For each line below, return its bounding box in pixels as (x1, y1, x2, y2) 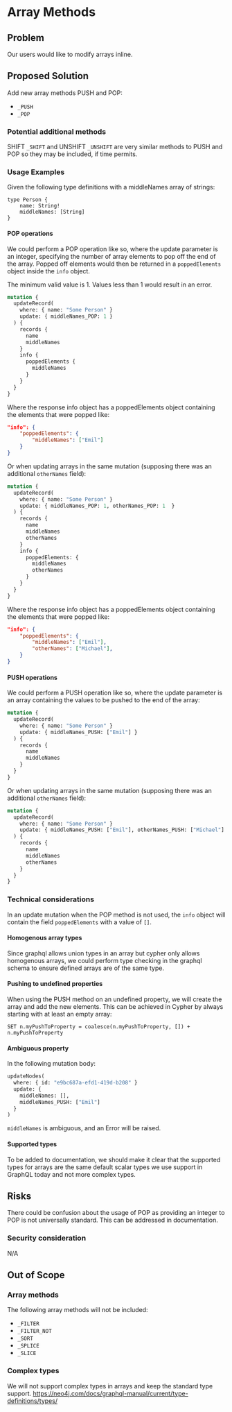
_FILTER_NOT (17, 1328, 52, 1335)
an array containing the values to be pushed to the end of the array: (7, 696, 200, 704)
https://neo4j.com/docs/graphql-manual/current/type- (33, 1389, 188, 1397)
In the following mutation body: (7, 1060, 96, 1068)
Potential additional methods (7, 126, 106, 136)
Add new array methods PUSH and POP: (7, 88, 123, 97)
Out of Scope (7, 1269, 65, 1281)
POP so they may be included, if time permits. (7, 150, 138, 158)
